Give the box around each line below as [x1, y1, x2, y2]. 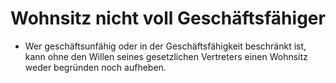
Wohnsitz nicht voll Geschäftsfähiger [10, 7, 326, 30]
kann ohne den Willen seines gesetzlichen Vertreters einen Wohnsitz [24, 50, 308, 62]
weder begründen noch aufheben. [24, 61, 167, 73]
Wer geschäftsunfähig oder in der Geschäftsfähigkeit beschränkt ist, [24, 40, 307, 52]
